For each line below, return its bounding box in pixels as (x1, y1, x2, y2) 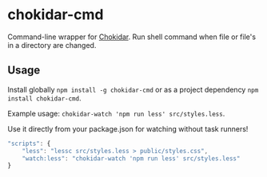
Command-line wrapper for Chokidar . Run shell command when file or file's (7, 32, 257, 41)
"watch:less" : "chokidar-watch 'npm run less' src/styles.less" (22, 154, 241, 163)
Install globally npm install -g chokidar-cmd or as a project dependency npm (7, 85, 259, 94)
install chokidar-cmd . (7, 93, 82, 103)
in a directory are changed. (7, 40, 97, 49)
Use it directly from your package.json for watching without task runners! (7, 124, 249, 133)
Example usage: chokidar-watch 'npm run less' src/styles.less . (7, 108, 225, 118)
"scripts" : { (7, 140, 51, 147)
